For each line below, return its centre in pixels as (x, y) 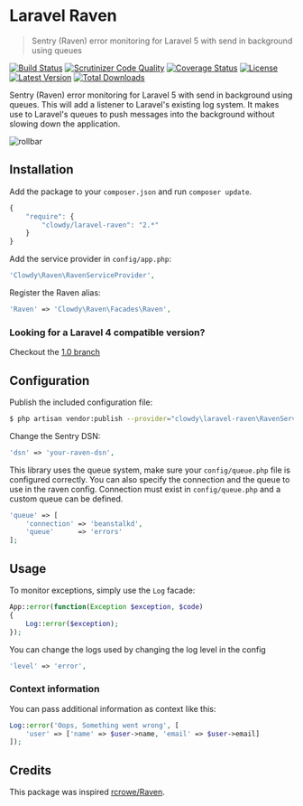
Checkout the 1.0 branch (55, 352)
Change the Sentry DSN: (55, 436)
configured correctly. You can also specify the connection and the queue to (150, 479)
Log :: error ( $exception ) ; (72, 623)
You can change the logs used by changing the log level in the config (138, 649)
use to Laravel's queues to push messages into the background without (142, 114)
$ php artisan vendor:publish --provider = (90, 418)
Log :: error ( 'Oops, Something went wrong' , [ (94, 725)
